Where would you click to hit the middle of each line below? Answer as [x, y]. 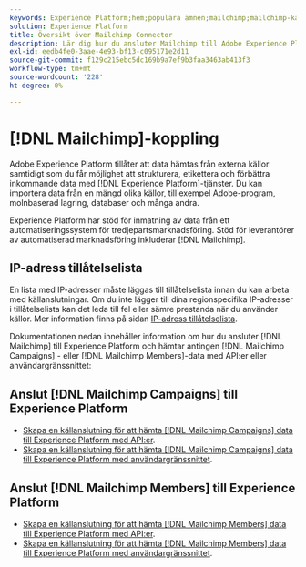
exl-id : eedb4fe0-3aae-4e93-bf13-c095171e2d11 [99, 52]
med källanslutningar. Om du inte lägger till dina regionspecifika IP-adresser [151, 299]
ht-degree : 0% [36, 86]
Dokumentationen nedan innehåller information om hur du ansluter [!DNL [146, 337]
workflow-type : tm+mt [51, 69]
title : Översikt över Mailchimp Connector [91, 35]
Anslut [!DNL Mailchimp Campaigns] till [124, 394]
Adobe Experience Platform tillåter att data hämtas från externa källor [139, 164]
